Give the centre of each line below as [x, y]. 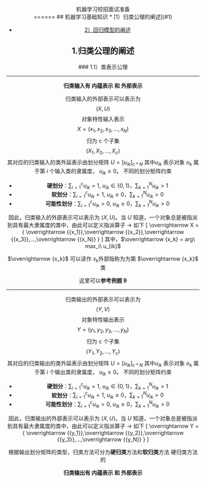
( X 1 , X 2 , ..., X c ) [103, 151]
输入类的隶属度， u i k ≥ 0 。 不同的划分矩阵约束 [113, 171]
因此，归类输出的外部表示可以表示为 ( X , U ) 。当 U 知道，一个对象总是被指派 [103, 418]
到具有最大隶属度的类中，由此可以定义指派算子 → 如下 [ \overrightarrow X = [103, 225]
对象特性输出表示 [103, 320]
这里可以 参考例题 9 [103, 281]
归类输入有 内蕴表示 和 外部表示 [103, 85]
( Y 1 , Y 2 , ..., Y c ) [103, 352]
